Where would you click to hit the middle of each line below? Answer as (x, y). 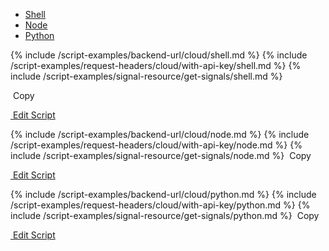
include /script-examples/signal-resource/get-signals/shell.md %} (146, 76)
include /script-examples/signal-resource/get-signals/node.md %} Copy (161, 155)
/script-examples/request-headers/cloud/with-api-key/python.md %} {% (160, 205)
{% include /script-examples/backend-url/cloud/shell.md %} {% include (159, 55)
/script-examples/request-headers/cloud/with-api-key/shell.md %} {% (156, 65)
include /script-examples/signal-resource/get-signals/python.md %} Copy (165, 215)
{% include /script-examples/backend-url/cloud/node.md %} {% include (160, 134)
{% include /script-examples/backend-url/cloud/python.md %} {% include (163, 194)
